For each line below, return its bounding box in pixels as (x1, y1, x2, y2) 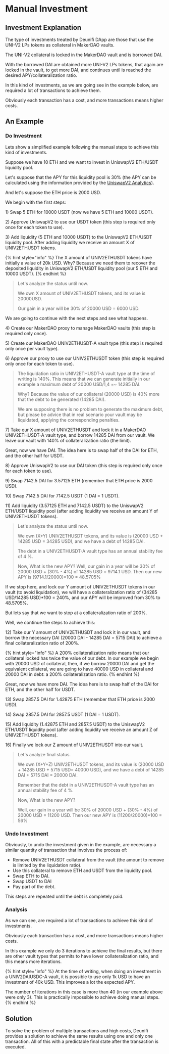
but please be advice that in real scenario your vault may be (17, 411, 142, 418)
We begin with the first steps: (5, 199, 67, 205)
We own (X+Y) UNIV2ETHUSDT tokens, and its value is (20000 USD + (17, 533, 163, 539)
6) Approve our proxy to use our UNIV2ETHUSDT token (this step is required (5, 355, 164, 361)
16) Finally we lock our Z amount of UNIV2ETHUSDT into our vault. (5, 742, 144, 748)
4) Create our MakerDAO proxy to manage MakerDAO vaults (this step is (5, 325, 156, 331)
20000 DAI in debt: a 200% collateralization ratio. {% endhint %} (5, 671, 140, 677)
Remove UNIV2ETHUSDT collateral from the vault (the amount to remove (12, 856, 164, 862)
